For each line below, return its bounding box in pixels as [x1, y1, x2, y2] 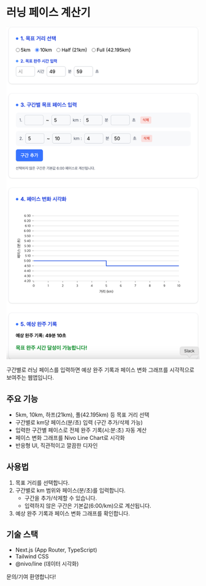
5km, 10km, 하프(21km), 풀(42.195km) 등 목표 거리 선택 [15, 411, 150, 418]
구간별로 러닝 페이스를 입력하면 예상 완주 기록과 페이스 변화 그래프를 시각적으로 [6, 366, 195, 373]
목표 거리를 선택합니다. [15, 479, 70, 486]
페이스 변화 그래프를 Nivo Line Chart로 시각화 [15, 434, 125, 442]
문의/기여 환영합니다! [6, 572, 56, 580]
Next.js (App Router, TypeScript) [15, 546, 97, 553]
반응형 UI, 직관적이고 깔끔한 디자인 [15, 442, 98, 449]
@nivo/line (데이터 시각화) [15, 560, 79, 567]
